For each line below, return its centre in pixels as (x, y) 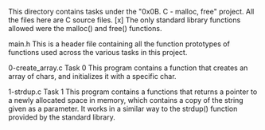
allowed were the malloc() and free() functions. (85, 28)
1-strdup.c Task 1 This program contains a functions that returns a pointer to (133, 92)
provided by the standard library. (62, 117)
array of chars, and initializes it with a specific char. (92, 76)
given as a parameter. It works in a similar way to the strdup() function (123, 108)
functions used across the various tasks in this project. (98, 52)
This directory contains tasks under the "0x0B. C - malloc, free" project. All (131, 12)
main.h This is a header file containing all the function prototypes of (119, 44)
